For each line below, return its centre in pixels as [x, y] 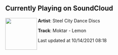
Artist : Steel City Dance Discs [69, 20]
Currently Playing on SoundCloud [59, 8]
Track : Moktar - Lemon [62, 31]
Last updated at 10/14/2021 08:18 [72, 40]
